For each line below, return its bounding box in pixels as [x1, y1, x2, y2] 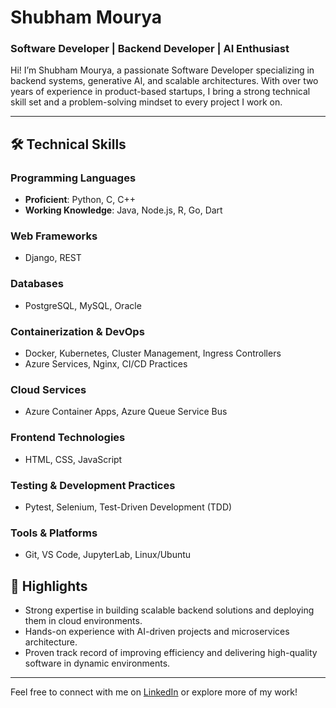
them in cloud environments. [24, 615, 143, 627]
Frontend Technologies [10, 431, 126, 445]
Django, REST [24, 252, 82, 264]
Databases [10, 277, 64, 291]
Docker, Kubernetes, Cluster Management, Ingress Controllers [24, 347, 282, 360]
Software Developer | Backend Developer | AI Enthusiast [10, 42, 290, 56]
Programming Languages [10, 171, 137, 185]
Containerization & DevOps [10, 324, 145, 338]
